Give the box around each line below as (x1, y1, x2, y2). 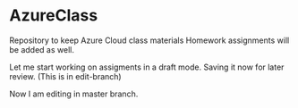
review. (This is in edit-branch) (9, 71, 123, 81)
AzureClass (9, 5, 98, 26)
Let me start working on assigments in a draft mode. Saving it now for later (9, 62, 285, 72)
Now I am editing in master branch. (9, 88, 139, 99)
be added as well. (9, 44, 74, 54)
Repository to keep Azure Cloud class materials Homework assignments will (9, 35, 290, 46)
